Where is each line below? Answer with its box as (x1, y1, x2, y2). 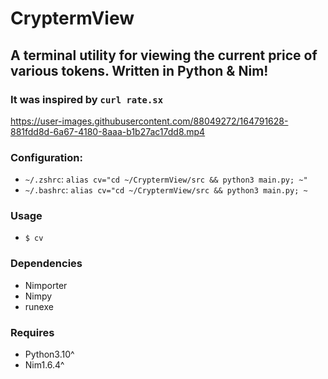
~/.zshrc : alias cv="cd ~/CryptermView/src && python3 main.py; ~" (24, 173, 308, 186)
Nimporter (24, 279, 68, 291)
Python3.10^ (24, 348, 75, 361)
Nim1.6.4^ (24, 359, 65, 371)
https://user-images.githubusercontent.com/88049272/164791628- (10, 115, 289, 127)
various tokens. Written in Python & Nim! (10, 62, 269, 79)
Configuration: (10, 150, 83, 164)
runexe (24, 300, 54, 312)
